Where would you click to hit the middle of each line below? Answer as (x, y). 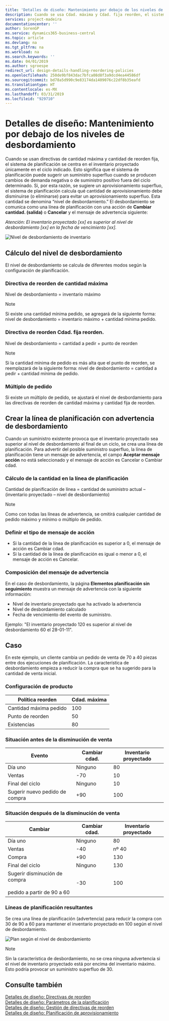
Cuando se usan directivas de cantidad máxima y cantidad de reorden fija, (82, 159)
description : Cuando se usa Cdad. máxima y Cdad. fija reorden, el (77, 15)
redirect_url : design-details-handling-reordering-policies (70, 71)
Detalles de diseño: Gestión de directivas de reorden (60, 1008)
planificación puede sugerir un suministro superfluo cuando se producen (81, 175)
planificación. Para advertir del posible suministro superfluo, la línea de (79, 449)
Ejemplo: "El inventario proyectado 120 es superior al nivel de (69, 624)
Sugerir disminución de (35, 874)
